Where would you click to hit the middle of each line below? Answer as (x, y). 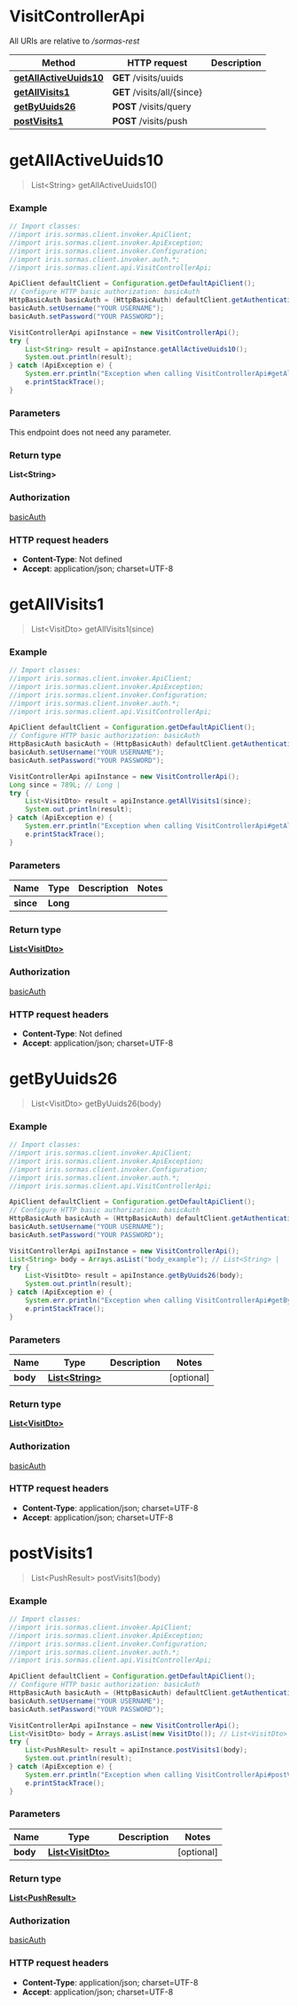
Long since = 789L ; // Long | (65, 785)
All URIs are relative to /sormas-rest (74, 41)
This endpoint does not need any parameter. (90, 433)
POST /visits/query (152, 106)
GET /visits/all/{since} (157, 92)
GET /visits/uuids (148, 77)
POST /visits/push (150, 121)
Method (59, 62)
